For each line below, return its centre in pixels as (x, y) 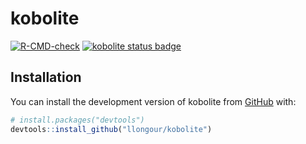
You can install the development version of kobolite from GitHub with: (153, 101)
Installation (46, 77)
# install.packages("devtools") (77, 120)
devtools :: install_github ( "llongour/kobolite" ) (111, 129)
